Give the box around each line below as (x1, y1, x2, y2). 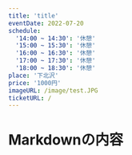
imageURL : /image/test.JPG (8, 86, 98, 95)
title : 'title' (8, 11, 59, 20)
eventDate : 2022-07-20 (8, 19, 84, 27)
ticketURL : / (8, 94, 52, 102)
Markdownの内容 (8, 131, 124, 149)
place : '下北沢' (8, 71, 59, 80)
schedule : (8, 27, 42, 35)
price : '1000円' (8, 79, 62, 87)
